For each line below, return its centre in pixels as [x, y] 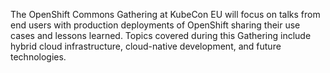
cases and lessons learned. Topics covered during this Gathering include [161, 35]
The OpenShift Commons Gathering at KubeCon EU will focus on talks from [165, 14]
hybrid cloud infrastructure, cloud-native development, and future [146, 46]
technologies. [38, 57]
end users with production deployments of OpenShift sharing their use [155, 25]
